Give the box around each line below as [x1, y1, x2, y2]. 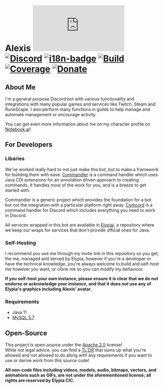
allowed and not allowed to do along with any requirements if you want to [5, 352, 152, 358]
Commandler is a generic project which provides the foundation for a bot [5, 197, 151, 203]
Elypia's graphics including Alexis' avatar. [5, 286, 92, 292]
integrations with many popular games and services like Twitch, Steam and [5, 101, 156, 107]
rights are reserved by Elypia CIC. [5, 378, 75, 384]
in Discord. [5, 212, 27, 218]
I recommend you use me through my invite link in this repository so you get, [5, 250, 159, 256]
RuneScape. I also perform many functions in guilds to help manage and [5, 106, 150, 112]
